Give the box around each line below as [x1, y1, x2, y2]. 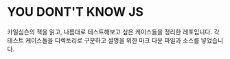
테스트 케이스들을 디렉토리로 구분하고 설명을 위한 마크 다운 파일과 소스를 [7, 36, 200, 45]
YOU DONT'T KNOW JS [7, 4, 144, 20]
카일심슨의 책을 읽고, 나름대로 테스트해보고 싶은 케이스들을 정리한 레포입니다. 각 [7, 27, 220, 36]
